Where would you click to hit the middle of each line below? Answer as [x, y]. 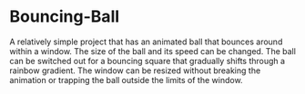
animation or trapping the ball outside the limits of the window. [126, 80]
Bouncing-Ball [65, 17]
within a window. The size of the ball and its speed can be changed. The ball [152, 51]
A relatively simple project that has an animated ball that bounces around [146, 42]
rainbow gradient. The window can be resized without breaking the [135, 70]
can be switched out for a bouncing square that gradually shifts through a [147, 61]
